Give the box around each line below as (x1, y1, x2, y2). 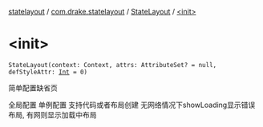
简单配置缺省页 (8, 83, 58, 93)
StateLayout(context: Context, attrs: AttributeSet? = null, (8, 61, 217, 69)
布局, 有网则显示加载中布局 (8, 109, 97, 119)
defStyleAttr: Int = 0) (8, 68, 88, 76)
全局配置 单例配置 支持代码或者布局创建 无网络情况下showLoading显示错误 (8, 100, 256, 109)
